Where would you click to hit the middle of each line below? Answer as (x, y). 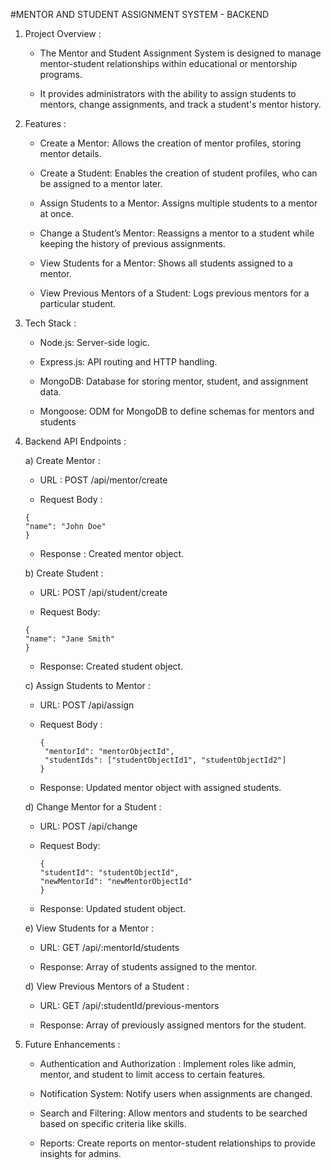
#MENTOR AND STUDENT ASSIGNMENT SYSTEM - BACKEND (140, 14)
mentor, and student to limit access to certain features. (152, 1074)
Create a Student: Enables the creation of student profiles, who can (178, 173)
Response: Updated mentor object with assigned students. (160, 787)
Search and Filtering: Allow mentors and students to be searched (173, 1113)
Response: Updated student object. (113, 908)
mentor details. (70, 153)
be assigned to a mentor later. (101, 183)
